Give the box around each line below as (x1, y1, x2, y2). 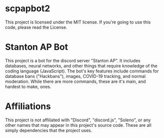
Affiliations (5, 101, 51, 112)
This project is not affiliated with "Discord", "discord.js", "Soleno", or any (5, 117, 151, 123)
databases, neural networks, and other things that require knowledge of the (5, 63, 158, 69)
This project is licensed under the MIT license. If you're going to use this (5, 19, 151, 25)
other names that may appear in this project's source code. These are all (5, 122, 152, 128)
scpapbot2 (5, 3, 50, 14)
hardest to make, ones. (5, 84, 51, 90)
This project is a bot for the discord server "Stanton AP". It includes (5, 57, 141, 64)
